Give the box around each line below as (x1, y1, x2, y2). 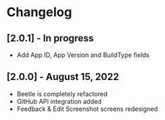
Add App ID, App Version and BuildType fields (16, 51, 150, 59)
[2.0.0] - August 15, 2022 (6, 71, 119, 83)
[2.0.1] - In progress (6, 32, 94, 44)
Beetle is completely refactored (16, 89, 108, 98)
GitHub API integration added (16, 97, 103, 105)
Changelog (6, 4, 72, 20)
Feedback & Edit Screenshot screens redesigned (16, 105, 159, 113)
